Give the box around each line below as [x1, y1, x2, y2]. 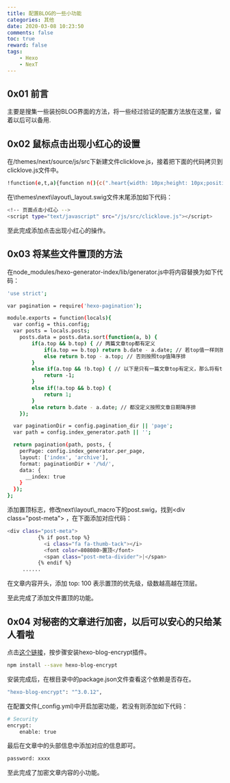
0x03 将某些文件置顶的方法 [7, 248, 123, 260]
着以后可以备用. [7, 116, 51, 124]
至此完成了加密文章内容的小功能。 [7, 769, 103, 777]
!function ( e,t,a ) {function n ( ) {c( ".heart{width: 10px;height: [7, 179, 188, 187]
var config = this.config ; [13, 321, 90, 328]
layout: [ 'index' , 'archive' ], [19, 453, 109, 461]
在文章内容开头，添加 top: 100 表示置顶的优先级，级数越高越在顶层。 [7, 580, 201, 588]
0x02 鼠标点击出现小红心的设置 [7, 138, 140, 149]
